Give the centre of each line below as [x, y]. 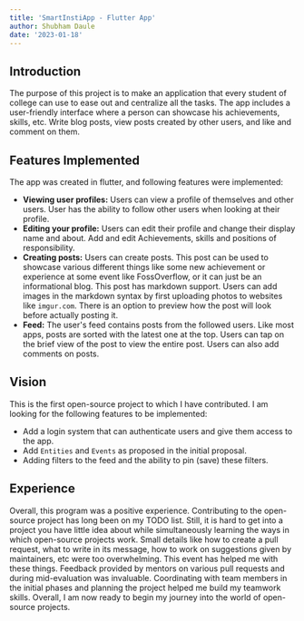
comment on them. [44, 131]
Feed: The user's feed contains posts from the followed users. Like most [158, 325]
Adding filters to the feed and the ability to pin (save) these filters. [146, 460]
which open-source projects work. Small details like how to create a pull [144, 539]
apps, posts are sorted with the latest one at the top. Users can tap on [153, 335]
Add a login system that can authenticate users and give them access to [157, 431]
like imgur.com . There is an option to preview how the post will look [147, 306]
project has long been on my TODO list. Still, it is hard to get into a [161, 520]
